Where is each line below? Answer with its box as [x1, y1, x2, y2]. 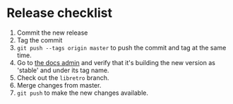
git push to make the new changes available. [16, 88, 149, 97]
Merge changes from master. [16, 81, 102, 89]
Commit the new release [16, 28, 88, 37]
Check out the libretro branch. [16, 73, 109, 82]
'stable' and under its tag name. [16, 66, 109, 74]
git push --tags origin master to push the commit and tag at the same [16, 43, 227, 52]
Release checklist [6, 5, 112, 21]
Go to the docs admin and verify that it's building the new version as [16, 58, 216, 67]
